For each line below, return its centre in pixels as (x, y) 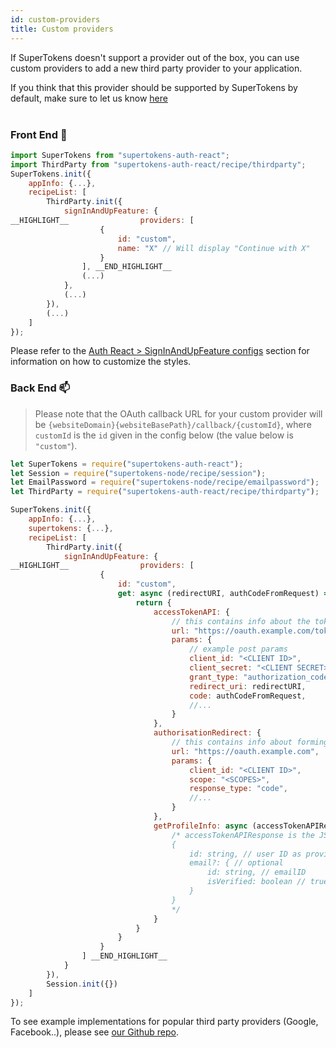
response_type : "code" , (238, 789)
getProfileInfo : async (200, 826)
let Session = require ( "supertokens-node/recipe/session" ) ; (138, 473)
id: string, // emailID (256, 872)
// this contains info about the (241, 621)
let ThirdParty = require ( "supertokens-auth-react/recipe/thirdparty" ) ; (165, 492)
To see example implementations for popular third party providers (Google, (164, 1022)
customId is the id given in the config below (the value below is (164, 435)
